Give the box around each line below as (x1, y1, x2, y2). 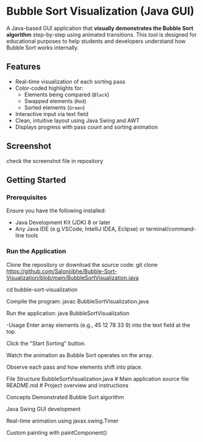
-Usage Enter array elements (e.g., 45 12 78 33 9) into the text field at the (6, 321, 191, 328)
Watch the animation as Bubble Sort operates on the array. (6, 351, 154, 358)
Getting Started (6, 175, 66, 185)
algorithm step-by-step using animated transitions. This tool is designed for (6, 31, 197, 38)
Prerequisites (6, 193, 47, 201)
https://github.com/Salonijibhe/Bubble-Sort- (6, 267, 118, 275)
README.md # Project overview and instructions (6, 382, 129, 389)
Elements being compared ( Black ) (24, 90, 110, 98)
